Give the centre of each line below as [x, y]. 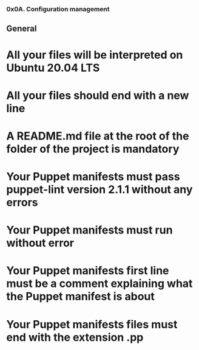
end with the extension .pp [75, 337]
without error [40, 243]
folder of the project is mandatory [93, 149]
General [22, 29]
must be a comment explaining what [99, 284]
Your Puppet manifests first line [88, 271]
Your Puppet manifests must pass [93, 177]
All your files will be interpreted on [95, 55]
